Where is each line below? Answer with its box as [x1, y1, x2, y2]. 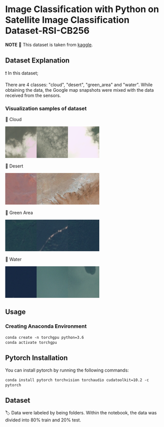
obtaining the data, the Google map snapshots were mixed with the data [5, 87, 154, 93]
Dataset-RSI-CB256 [5, 25, 90, 36]
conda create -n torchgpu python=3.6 [5, 335, 84, 340]
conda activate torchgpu [5, 340, 57, 345]
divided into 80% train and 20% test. [5, 417, 81, 423]
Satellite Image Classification [5, 14, 129, 26]
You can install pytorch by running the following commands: [5, 367, 129, 373]
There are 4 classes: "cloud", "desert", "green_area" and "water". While [5, 82, 153, 88]
